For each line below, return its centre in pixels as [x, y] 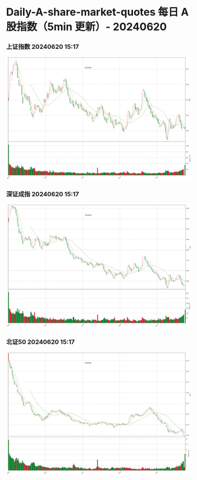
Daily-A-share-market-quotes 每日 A [98, 12]
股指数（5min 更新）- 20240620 [86, 27]
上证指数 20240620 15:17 [43, 47]
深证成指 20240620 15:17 [43, 194]
